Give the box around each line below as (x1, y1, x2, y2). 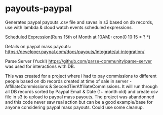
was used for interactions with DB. (5, 63, 75, 69)
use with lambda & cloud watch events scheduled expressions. (5, 24, 133, 30)
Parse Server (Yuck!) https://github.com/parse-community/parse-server (5, 58, 152, 64)
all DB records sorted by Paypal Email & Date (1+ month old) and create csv (5, 88, 158, 94)
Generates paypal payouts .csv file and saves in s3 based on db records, (5, 19, 154, 25)
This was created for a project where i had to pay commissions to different (5, 73, 157, 79)
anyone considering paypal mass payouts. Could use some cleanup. (5, 104, 144, 110)
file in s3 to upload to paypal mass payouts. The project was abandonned (5, 94, 155, 100)
